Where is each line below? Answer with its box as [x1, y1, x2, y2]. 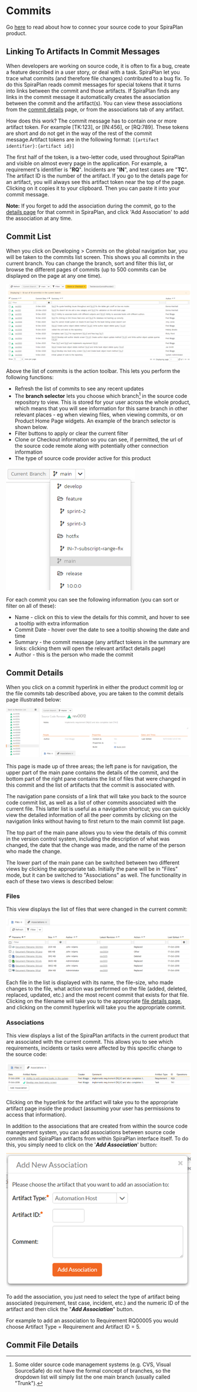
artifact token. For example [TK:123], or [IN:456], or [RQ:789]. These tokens [6, 123, 189, 130]
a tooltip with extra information [14, 620, 89, 627]
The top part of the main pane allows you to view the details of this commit [6, 829, 186, 836]
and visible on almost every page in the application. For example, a [6, 159, 168, 166]
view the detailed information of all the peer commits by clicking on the [6, 811, 178, 818]
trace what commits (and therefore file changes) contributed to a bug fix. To [6, 74, 190, 81]
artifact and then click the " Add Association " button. [6, 1305, 134, 1312]
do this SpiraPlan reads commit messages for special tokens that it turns [6, 81, 181, 88]
